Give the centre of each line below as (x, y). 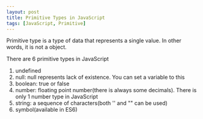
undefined (28, 71)
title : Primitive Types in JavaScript (56, 18)
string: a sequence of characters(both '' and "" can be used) (91, 103)
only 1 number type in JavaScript (57, 97)
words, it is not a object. (37, 47)
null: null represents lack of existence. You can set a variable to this (100, 78)
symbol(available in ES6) (46, 110)
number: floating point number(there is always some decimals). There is (106, 90)
